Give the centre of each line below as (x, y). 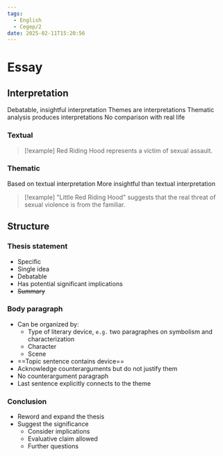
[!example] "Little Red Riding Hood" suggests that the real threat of (120, 197)
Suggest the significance (53, 424)
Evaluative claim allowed (63, 439)
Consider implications (59, 432)
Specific (29, 261)
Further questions (53, 446)
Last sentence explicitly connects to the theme (84, 383)
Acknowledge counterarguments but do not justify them (97, 368)
